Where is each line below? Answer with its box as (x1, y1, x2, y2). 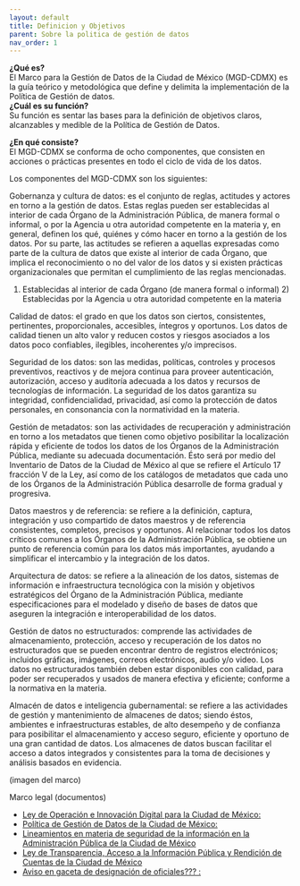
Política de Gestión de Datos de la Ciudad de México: (21, 819, 219, 830)
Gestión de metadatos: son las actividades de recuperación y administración (9, 422, 291, 432)
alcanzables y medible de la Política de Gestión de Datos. (9, 120, 221, 131)
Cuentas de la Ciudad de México (21, 856, 143, 868)
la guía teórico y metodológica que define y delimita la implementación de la (9, 81, 290, 92)
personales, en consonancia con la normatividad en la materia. (9, 405, 240, 415)
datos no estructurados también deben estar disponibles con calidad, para (9, 664, 284, 675)
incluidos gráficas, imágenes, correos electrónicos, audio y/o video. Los (9, 654, 274, 665)
